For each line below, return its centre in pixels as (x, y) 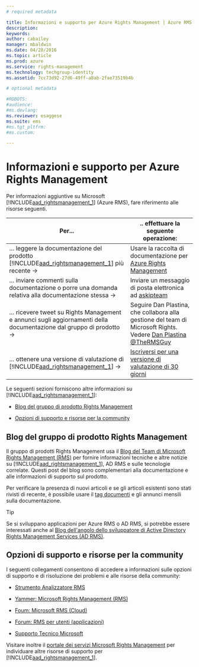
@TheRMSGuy (151, 342)
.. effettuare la (160, 224)
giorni (138, 374)
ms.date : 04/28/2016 (32, 50)
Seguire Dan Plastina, (160, 305)
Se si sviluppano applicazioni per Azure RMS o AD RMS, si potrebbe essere (98, 524)
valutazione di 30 (154, 367)
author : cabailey (28, 39)
